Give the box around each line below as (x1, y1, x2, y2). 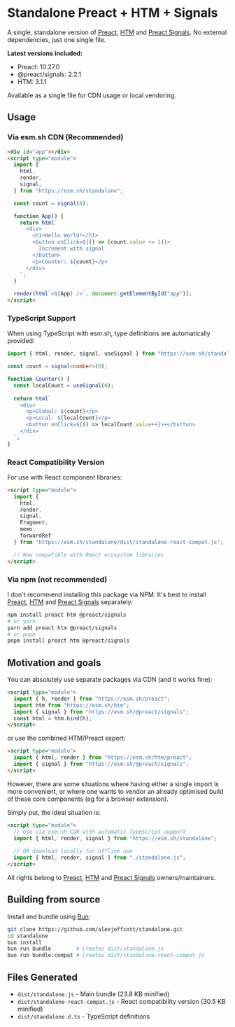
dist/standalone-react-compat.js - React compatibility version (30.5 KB (17, 997, 226, 1005)
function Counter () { (7, 376, 71, 383)
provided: (7, 337, 35, 345)
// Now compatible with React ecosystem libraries (13, 551, 164, 558)
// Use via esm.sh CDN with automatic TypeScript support (13, 828, 187, 835)
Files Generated (7, 971, 78, 983)
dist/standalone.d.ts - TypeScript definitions (17, 1012, 150, 1020)
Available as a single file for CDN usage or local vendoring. (7, 91, 177, 99)
